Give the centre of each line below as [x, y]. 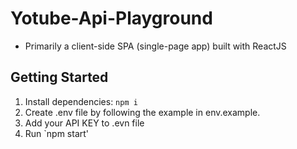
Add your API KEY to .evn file [84, 123]
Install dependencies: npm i [81, 101]
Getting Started [59, 77]
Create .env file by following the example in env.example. [142, 112]
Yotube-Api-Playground [111, 18]
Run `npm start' [57, 133]
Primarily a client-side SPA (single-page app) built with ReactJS [155, 46]
